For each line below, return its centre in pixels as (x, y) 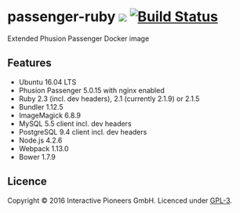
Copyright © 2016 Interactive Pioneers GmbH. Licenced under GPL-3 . (120, 200)
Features (29, 63)
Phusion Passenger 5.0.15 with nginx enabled (92, 90)
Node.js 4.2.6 (40, 140)
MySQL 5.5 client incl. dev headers (75, 123)
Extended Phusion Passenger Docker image (78, 38)
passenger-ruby (62, 17)
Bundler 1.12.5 (41, 106)
